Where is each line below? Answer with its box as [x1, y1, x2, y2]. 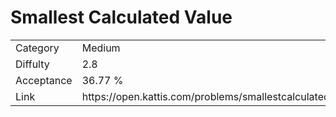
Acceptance [15, 73, 73, 87]
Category [15, 41, 60, 55]
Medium [81, 41, 121, 55]
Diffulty [15, 57, 50, 71]
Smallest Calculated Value [10, 6, 233, 29]
